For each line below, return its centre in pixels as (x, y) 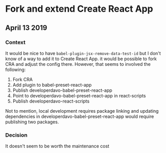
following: (15, 69)
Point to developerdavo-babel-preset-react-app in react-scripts (79, 95)
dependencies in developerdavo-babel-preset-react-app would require (80, 116)
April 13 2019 (26, 28)
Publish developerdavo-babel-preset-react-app (62, 90)
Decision (16, 135)
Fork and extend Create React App (79, 9)
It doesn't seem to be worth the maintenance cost (57, 146)
